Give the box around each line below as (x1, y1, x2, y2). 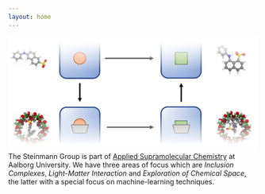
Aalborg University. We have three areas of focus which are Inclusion (8, 160, 234, 170)
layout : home (8, 13, 52, 21)
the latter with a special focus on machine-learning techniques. (8, 177, 215, 187)
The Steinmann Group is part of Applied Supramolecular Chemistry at (8, 152, 236, 161)
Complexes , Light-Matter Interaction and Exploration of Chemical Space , (8, 169, 247, 178)
